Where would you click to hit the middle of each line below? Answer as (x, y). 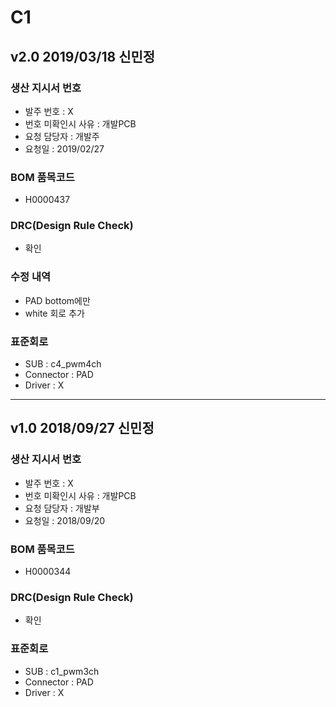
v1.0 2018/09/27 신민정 (82, 428)
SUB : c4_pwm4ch (63, 364)
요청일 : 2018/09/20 (65, 520)
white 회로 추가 (54, 313)
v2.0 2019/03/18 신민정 (83, 56)
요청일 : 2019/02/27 (64, 148)
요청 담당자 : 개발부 (62, 508)
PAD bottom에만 (57, 300)
